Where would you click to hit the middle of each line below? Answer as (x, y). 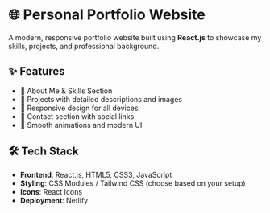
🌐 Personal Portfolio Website (107, 15)
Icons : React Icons (51, 191)
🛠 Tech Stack (44, 152)
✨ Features (37, 71)
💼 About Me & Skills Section (66, 91)
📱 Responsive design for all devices (79, 108)
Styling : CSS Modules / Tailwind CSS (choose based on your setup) (133, 183)
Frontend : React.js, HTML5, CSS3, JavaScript (96, 174)
